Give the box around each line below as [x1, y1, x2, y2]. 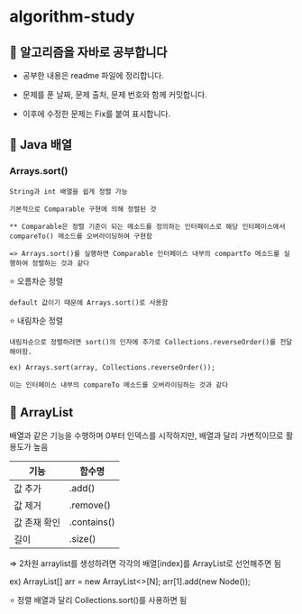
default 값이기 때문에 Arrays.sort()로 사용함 [9, 298, 169, 307]
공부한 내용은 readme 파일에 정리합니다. [22, 70, 165, 80]
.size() [69, 532, 96, 545]
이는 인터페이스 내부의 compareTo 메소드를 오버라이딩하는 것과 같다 [9, 380, 229, 389]
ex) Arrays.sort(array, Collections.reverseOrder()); [9, 362, 216, 371]
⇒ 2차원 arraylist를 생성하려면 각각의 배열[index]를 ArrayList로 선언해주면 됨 [9, 557, 282, 569]
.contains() [69, 516, 115, 528]
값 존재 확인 [14, 516, 61, 528]
